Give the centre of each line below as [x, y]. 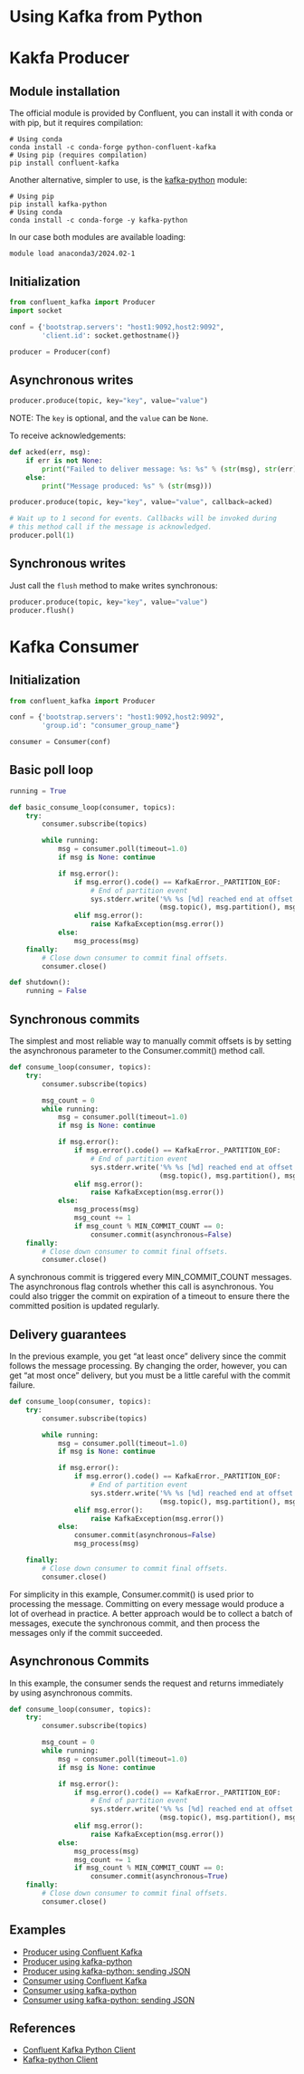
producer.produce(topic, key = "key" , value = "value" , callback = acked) [141, 502]
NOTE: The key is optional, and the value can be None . [109, 418]
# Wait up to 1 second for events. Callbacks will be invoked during [143, 519]
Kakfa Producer [69, 58]
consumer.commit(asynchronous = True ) [159, 1877]
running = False [57, 991]
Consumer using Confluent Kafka [85, 1981]
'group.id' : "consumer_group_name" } [111, 726]
